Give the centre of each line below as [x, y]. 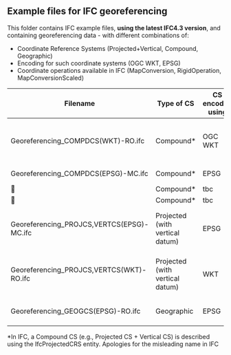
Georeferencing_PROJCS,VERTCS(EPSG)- [80, 224]
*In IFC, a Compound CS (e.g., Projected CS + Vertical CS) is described [109, 336]
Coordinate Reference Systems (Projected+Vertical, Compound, [108, 48]
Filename [80, 103]
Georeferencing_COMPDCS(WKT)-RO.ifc [78, 140]
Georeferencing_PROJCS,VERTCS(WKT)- [78, 270]
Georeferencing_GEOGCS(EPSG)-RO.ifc [76, 311]
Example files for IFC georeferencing [87, 11]
